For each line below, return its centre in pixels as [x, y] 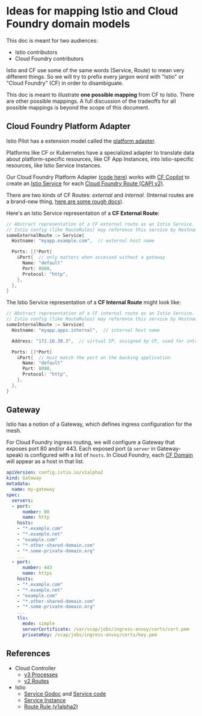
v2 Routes [36, 681]
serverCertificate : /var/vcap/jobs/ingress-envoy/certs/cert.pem [106, 629]
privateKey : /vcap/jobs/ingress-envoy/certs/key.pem [90, 635]
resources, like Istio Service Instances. [54, 165]
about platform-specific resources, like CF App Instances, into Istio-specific [100, 159]
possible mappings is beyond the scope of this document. [78, 107]
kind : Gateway [24, 478]
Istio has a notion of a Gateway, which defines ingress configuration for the [99, 424]
